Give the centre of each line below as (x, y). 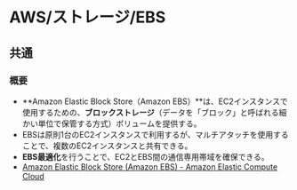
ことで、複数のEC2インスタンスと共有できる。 (107, 146)
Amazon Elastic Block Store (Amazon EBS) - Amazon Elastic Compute (150, 166)
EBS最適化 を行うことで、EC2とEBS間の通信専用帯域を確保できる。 (145, 156)
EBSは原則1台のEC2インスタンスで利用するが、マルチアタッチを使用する (155, 134)
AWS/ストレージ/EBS (88, 17)
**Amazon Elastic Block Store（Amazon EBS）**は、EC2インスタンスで (155, 101)
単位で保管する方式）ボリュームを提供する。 (120, 123)
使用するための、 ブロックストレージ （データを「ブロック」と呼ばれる (151, 112)
